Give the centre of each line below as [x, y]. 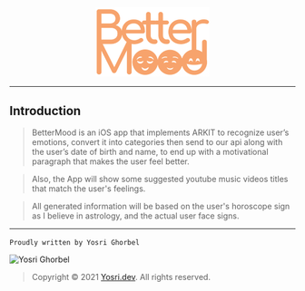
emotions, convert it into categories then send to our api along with [157, 142]
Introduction [45, 111]
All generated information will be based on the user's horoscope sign [161, 207]
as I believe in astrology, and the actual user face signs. [135, 216]
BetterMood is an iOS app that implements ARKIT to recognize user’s [160, 132]
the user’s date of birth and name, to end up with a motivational [150, 152]
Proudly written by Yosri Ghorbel [75, 243]
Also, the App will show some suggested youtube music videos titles [160, 179]
